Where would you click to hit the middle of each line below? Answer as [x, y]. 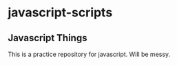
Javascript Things [48, 38]
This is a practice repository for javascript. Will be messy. [89, 54]
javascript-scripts [60, 13]
